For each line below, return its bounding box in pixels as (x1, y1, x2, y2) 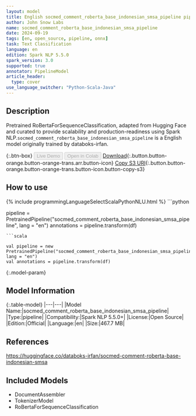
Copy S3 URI (114, 159, 146, 167)
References (6, 337, 49, 346)
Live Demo (37, 152, 60, 159)
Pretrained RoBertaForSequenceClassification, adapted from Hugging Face (6, 122, 187, 129)
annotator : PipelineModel (6, 68, 69, 74)
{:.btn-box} (6, 152, 33, 159)
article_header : (6, 74, 45, 79)
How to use (6, 182, 48, 193)
